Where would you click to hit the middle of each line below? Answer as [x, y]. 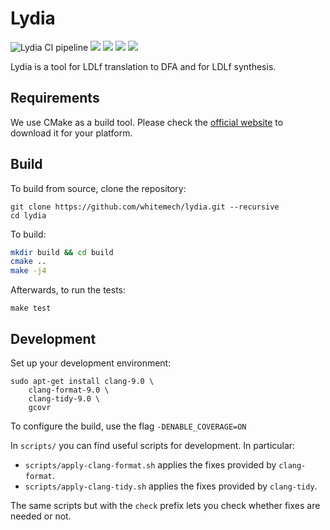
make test [31, 308]
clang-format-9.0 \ [69, 390]
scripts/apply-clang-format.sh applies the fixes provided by [150, 465]
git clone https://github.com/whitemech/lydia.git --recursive [145, 207]
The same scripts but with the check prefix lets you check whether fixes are [165, 505]
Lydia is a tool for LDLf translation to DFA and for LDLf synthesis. [143, 66]
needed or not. [41, 516]
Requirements [55, 98]
